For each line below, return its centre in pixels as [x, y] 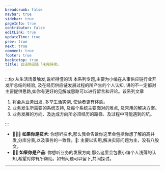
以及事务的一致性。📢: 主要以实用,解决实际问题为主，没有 [93, 140]
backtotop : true [22, 60]
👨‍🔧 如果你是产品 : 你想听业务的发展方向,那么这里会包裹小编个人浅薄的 [82, 152]
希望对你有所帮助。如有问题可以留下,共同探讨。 [66, 159]
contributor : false [25, 28]
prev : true [16, 42]
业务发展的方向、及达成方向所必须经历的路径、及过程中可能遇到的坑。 [83, 114]
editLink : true [21, 32]
